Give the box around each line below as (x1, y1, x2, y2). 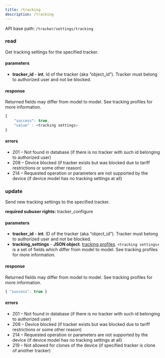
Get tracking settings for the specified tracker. (5, 49, 99, 55)
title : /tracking (5, 7, 41, 12)
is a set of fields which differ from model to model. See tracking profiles (12, 247, 158, 253)
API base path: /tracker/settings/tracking (5, 25, 94, 31)
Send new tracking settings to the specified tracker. (5, 199, 110, 205)
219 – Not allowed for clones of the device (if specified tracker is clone (12, 342, 156, 348)
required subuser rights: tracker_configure (5, 209, 93, 215)
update (5, 187, 23, 194)
